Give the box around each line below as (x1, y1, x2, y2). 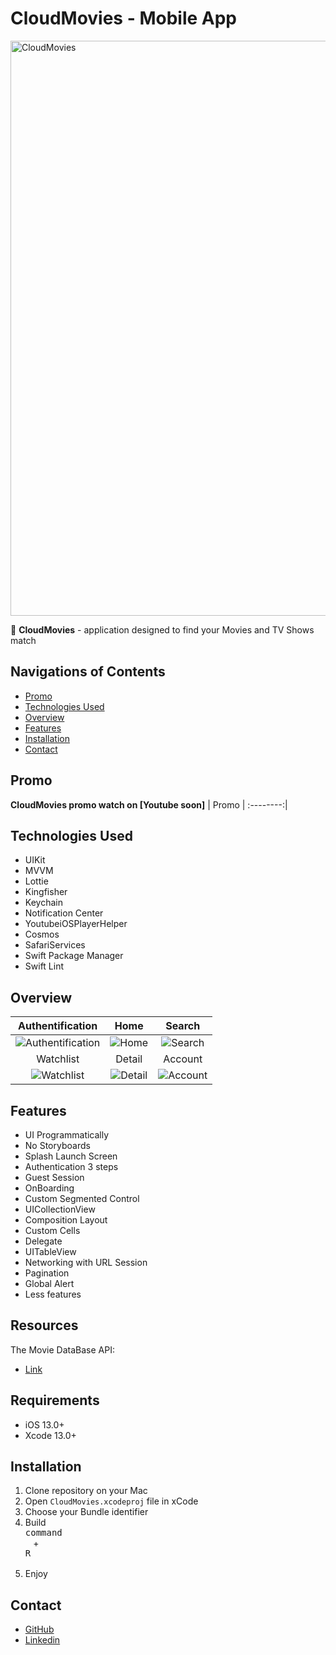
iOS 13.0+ (24, 1418, 65, 1431)
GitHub (24, 1623, 55, 1636)
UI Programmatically (24, 1129, 110, 1141)
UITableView (24, 1246, 77, 1257)
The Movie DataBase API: (10, 1343, 115, 1356)
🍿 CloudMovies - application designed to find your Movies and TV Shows (10, 623, 315, 636)
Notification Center (24, 907, 104, 919)
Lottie (24, 875, 49, 887)
